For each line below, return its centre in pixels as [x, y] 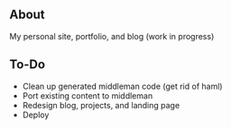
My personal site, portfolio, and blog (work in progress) [112, 36]
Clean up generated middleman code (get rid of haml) [122, 86]
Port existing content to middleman [88, 95]
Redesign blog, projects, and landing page [101, 105]
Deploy [36, 115]
